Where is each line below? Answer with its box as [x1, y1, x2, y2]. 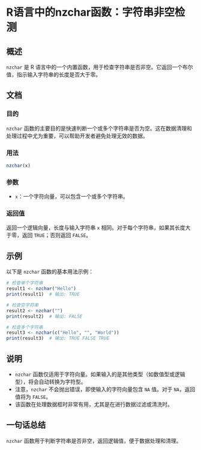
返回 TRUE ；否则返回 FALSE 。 [22, 232, 92, 239]
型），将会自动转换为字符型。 [14, 378, 86, 385]
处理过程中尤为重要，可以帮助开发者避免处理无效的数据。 [6, 132, 148, 139]
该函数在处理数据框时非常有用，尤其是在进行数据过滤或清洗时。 [14, 401, 173, 408]
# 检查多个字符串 [6, 324, 43, 330]
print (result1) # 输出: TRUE [6, 291, 80, 298]
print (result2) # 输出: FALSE [6, 313, 83, 319]
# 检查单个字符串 [6, 280, 43, 286]
